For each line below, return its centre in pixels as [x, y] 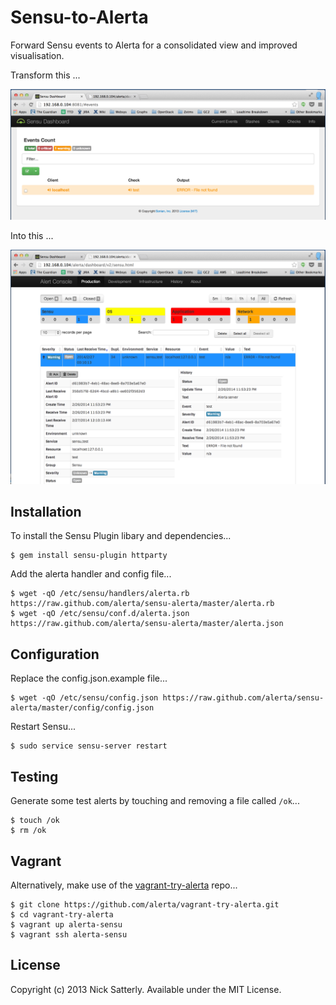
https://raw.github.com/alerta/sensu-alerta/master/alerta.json [147, 624]
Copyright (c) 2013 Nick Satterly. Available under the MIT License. [146, 989]
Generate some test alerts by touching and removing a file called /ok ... [155, 801]
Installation [46, 512]
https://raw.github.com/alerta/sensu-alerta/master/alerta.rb [142, 604]
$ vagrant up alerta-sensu [66, 924]
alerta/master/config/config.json [82, 708]
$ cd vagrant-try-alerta [62, 914]
